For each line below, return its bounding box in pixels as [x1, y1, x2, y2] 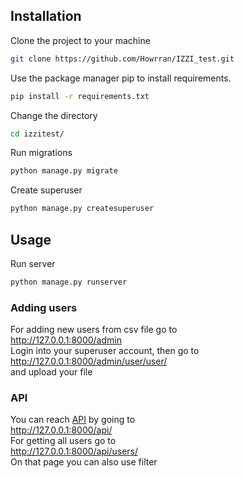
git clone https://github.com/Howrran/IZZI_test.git [10, 54, 235, 64]
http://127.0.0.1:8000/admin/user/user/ [10, 355, 168, 368]
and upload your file [10, 366, 93, 378]
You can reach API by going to [10, 414, 136, 426]
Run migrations [10, 147, 73, 159]
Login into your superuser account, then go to [10, 345, 200, 357]
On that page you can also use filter [10, 456, 158, 468]
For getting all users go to [10, 435, 117, 447]
